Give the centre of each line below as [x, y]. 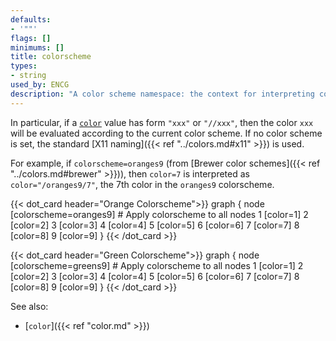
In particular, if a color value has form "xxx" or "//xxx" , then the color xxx [162, 122]
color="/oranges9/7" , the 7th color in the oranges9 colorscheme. [142, 184]
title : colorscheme [51, 57]
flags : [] [31, 38]
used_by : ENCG [40, 85]
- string [28, 76]
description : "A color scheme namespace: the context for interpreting [162, 94]
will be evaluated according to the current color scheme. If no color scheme [166, 133]
